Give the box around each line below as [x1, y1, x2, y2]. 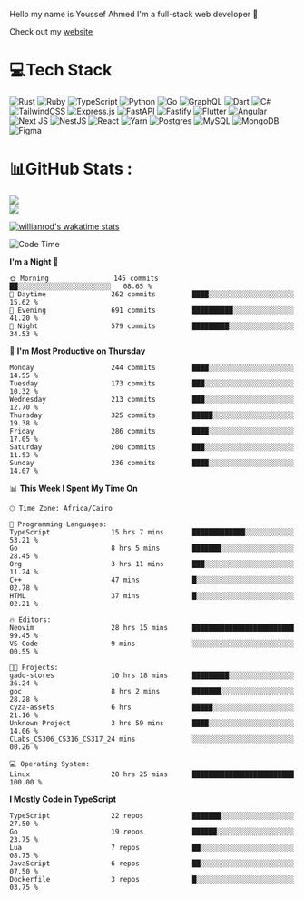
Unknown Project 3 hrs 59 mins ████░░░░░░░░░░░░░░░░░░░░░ [9, 718, 295, 727]
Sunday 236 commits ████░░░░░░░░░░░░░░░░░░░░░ [9, 458, 295, 467]
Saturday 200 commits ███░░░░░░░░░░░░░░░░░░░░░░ [9, 442, 295, 452]
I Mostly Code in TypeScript [9, 794, 116, 804]
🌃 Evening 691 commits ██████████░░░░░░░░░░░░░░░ [9, 305, 295, 315]
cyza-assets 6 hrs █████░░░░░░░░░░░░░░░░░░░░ [9, 703, 295, 712]
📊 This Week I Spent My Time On [9, 483, 138, 494]
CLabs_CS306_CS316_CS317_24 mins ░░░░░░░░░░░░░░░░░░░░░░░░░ [9, 734, 295, 744]
